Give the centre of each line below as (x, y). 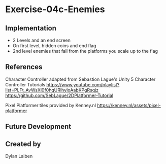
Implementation (31, 28)
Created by (23, 144)
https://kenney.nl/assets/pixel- (129, 105)
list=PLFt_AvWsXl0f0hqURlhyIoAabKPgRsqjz (52, 90)
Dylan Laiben (19, 156)
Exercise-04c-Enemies (55, 9)
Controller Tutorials (25, 84)
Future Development (38, 127)
